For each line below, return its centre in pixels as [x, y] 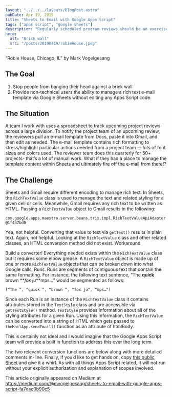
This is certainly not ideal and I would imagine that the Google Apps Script [83, 336]
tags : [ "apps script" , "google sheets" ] [49, 24]
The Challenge [29, 180]
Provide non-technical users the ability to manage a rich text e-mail [84, 92]
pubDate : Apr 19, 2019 [29, 15]
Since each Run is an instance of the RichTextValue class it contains [77, 299]
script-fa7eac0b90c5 [28, 389]
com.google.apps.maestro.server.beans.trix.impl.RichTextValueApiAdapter [86, 219]
